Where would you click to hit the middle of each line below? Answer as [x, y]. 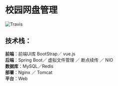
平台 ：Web [16, 78]
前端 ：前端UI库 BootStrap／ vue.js [40, 54]
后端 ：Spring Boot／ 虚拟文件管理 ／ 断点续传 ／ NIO [59, 60]
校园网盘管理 [32, 10]
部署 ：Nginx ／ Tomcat [29, 72]
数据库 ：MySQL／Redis [29, 66]
